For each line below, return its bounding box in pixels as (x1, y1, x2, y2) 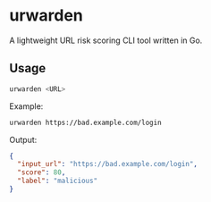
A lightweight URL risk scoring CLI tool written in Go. (9, 35, 203, 46)
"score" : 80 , (17, 168, 66, 177)
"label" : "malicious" (17, 176, 98, 186)
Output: (9, 134, 38, 145)
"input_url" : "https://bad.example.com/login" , (17, 160, 198, 169)
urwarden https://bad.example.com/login (9, 118, 163, 127)
